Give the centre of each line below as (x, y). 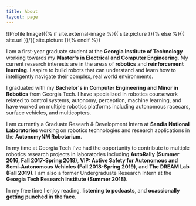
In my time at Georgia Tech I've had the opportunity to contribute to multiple (98, 148)
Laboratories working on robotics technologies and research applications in (98, 130)
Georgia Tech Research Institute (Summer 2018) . (67, 179)
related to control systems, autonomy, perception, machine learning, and (94, 100)
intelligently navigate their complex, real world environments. (80, 76)
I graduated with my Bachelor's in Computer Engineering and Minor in (92, 87)
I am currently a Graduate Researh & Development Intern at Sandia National (98, 124)
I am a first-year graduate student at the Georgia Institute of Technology (94, 51)
